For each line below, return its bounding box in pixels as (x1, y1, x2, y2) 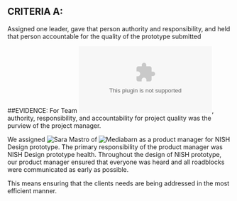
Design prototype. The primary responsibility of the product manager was (7, 142, 224, 151)
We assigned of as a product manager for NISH (7, 135, 231, 143)
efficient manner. (7, 186, 57, 195)
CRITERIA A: (7, 6, 64, 18)
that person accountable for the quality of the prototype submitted (7, 32, 202, 40)
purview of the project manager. (7, 121, 101, 130)
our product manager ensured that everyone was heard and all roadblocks (7, 158, 225, 166)
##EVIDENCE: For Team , (7, 106, 214, 114)
